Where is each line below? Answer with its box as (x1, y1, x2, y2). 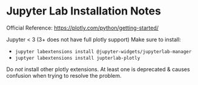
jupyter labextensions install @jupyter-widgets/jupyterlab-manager (15, 48, 192, 55)
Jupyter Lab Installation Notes (6, 4, 162, 18)
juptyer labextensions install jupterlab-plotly (15, 55, 140, 61)
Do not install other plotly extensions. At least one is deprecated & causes (6, 65, 190, 73)
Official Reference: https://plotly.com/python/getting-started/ (6, 24, 159, 31)
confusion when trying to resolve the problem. (6, 72, 122, 79)
